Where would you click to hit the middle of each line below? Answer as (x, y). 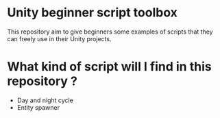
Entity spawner (38, 107)
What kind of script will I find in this (109, 67)
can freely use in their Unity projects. (59, 38)
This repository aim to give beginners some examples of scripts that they (110, 32)
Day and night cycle (45, 100)
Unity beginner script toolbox (93, 13)
